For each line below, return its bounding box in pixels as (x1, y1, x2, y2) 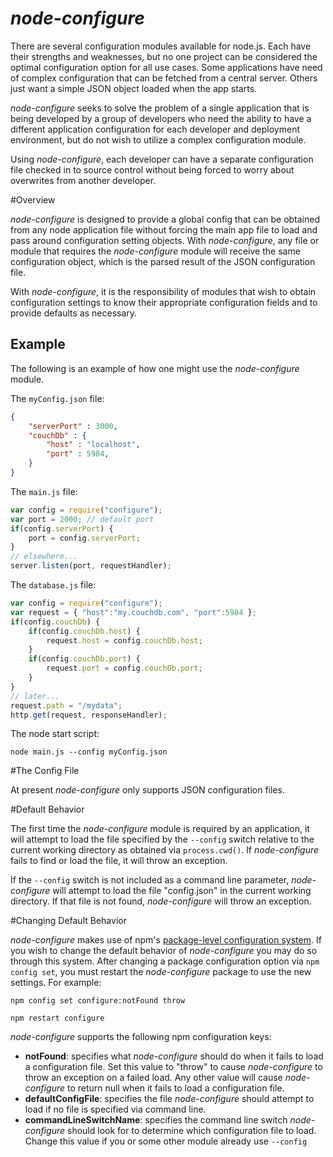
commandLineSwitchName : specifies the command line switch (24, 1114, 288, 1126)
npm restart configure (10, 1013, 105, 1024)
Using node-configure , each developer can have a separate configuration (10, 153, 314, 165)
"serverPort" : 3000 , (28, 421, 118, 431)
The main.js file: (10, 485, 78, 497)
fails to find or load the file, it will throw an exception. (10, 855, 228, 867)
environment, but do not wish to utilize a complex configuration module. (10, 133, 307, 146)
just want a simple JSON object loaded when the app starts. (10, 82, 258, 94)
